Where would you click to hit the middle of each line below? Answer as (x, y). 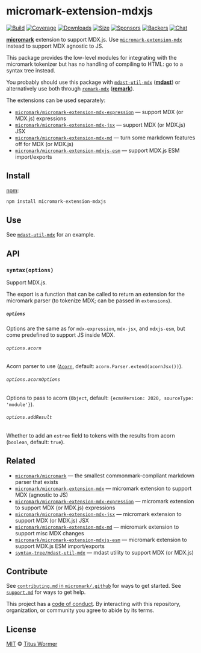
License (21, 629)
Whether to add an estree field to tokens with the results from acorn (91, 435)
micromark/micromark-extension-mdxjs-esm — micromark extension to (101, 540)
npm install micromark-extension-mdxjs (56, 201)
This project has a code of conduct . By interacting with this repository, (93, 604)
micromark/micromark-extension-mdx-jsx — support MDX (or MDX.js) (100, 124)
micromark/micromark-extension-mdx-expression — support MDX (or (99, 112)
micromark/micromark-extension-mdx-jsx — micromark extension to (98, 514)
